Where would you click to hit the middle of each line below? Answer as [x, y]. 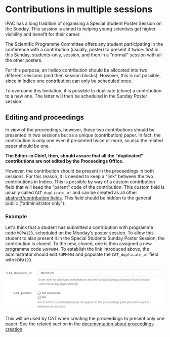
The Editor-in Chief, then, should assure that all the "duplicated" [74, 155]
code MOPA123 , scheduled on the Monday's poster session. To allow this [80, 233]
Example [16, 216]
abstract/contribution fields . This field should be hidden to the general [78, 198]
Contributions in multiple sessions [79, 9]
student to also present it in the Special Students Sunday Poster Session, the [85, 238]
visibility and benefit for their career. [43, 34]
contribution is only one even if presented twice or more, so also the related [84, 140]
